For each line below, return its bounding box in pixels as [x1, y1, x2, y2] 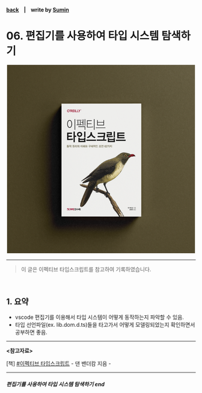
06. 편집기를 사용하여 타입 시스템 [6, 29, 159, 43]
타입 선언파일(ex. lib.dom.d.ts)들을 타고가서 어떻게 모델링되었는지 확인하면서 [14, 321, 195, 329]
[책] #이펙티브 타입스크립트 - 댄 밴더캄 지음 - [6, 360, 111, 367]
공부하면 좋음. [14, 329, 48, 336]
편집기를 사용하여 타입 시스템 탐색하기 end [6, 380, 105, 388]
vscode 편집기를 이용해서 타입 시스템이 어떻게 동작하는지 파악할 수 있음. [14, 313, 185, 321]
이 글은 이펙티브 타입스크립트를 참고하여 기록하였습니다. [20, 265, 151, 272]
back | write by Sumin [6, 6, 69, 13]
